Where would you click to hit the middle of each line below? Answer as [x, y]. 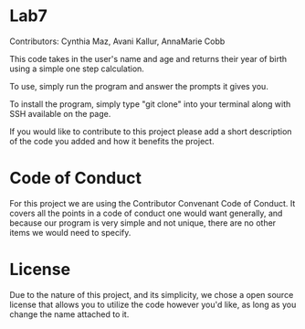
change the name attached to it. [69, 314]
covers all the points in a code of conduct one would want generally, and [146, 213]
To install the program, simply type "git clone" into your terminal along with [150, 104]
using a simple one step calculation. [77, 69]
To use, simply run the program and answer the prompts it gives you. [139, 86]
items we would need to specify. [70, 232]
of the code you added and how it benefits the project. [112, 141]
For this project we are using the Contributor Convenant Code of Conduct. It [152, 203]
